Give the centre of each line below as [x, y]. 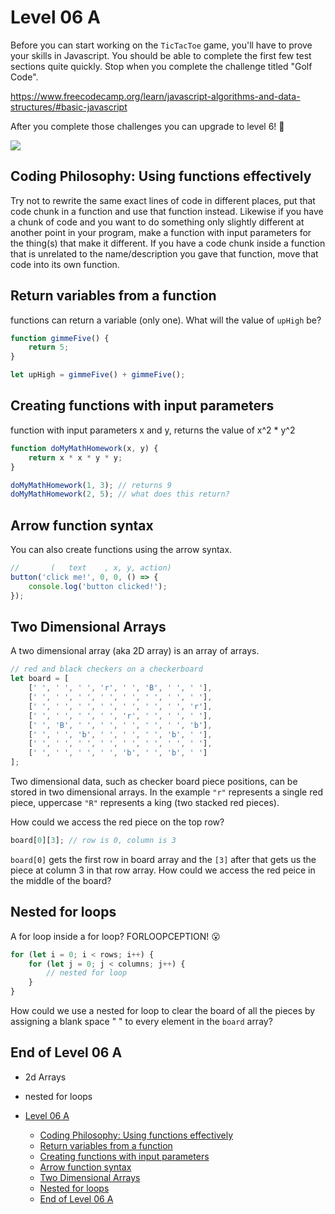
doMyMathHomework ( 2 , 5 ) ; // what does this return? [120, 494]
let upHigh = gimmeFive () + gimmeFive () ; [98, 375]
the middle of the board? [61, 880]
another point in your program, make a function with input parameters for [161, 232]
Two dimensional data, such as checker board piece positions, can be [154, 781]
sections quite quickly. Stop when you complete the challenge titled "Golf [161, 66]
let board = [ [40, 679]
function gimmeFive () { [60, 338]
